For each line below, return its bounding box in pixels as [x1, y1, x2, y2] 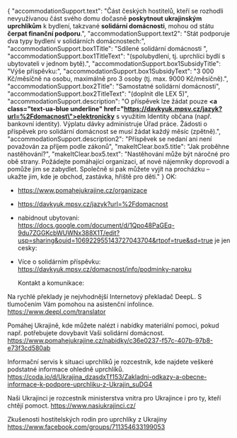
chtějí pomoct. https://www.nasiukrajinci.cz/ [7, 401, 136, 410]
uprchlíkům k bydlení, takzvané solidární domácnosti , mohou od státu [7, 22, 214, 30]
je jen [214, 236, 231, 245]
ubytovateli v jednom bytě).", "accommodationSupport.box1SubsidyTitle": [7, 60, 221, 67]
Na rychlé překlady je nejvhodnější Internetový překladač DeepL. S [7, 293, 202, 301]
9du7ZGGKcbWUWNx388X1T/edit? [17, 229, 120, 237]
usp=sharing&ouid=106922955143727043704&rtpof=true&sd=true [17, 236, 214, 245]
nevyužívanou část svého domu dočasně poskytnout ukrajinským [7, 14, 202, 23]
